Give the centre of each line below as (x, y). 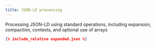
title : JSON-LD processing (34, 10)
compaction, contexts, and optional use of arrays (56, 30)
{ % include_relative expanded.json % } (46, 39)
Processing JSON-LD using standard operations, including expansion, (78, 24)
